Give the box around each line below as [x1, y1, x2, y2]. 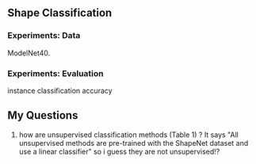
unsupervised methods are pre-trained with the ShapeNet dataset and [18, 138, 249, 147]
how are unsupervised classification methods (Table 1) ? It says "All [18, 130, 239, 139]
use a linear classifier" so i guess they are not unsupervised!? [18, 147, 220, 156]
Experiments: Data [7, 30, 81, 41]
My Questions [7, 109, 78, 122]
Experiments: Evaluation [7, 67, 104, 78]
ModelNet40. [7, 48, 51, 58]
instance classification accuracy [7, 86, 113, 95]
